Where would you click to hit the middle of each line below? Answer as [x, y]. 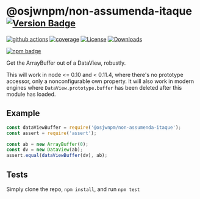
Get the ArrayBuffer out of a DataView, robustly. [66, 63]
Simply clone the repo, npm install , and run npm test [73, 189]
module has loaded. [31, 94]
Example [23, 113]
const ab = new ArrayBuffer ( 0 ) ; [47, 144]
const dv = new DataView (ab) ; [45, 150]
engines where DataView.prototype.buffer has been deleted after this [94, 87]
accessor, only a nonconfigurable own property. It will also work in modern [100, 81]
